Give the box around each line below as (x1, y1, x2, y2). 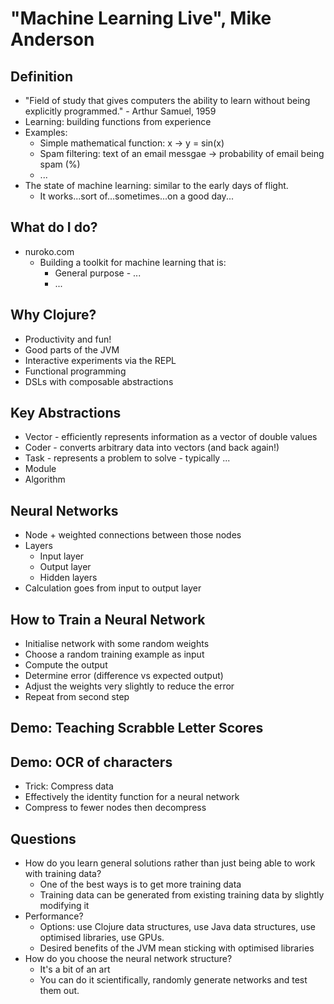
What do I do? (10, 219, 98, 236)
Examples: (24, 127, 68, 138)
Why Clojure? (10, 307, 97, 324)
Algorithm (24, 473, 66, 486)
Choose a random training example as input (24, 648, 205, 661)
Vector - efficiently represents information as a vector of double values (24, 431, 318, 443)
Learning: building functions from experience (24, 116, 212, 127)
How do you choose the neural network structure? (24, 953, 233, 965)
